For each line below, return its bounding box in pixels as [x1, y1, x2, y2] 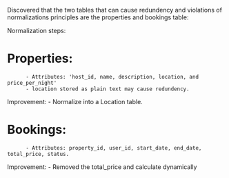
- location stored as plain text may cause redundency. [25, 86, 190, 92]
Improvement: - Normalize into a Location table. [7, 97, 143, 106]
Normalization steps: [7, 27, 66, 34]
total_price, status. [7, 150, 70, 157]
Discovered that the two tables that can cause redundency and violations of [7, 6, 223, 14]
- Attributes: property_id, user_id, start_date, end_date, [25, 144, 202, 151]
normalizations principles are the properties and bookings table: [7, 13, 189, 21]
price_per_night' [7, 79, 57, 86]
